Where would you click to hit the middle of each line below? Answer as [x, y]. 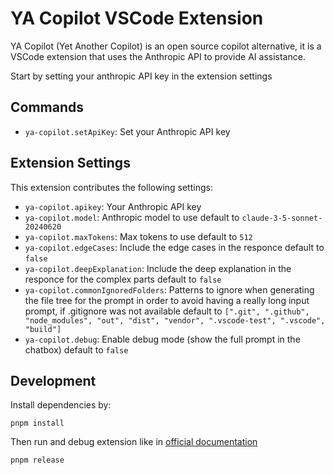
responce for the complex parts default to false [123, 279]
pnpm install [37, 423]
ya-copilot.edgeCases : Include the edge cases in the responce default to [174, 247]
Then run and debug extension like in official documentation [134, 442]
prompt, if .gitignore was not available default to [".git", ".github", [167, 311]
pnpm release [37, 460]
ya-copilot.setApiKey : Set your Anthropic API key [127, 131]
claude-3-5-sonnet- [282, 218]
